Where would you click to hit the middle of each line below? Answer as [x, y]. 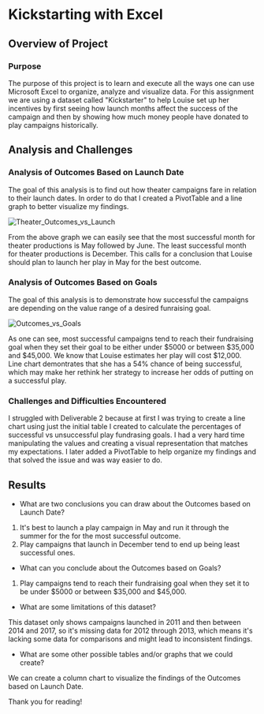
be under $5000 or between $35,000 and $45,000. [103, 591]
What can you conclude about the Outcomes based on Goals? [120, 568]
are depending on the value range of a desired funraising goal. [110, 308]
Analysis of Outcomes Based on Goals [83, 282]
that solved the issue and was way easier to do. [86, 460]
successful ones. [47, 552]
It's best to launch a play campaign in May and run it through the [124, 527]
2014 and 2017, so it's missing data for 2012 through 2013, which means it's [131, 630]
